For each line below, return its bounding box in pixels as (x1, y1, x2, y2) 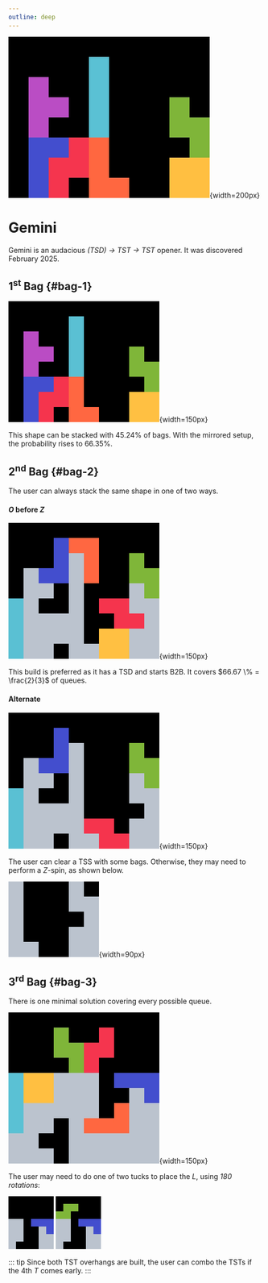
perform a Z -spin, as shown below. (8, 865, 125, 874)
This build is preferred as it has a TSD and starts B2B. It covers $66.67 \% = (8, 667, 260, 677)
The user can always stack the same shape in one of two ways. (8, 486, 219, 496)
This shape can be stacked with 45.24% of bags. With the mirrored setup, (8, 430, 254, 440)
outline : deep (8, 13, 56, 21)
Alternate (8, 694, 41, 704)
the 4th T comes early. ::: (8, 1266, 92, 1276)
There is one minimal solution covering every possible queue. (8, 996, 212, 1007)
